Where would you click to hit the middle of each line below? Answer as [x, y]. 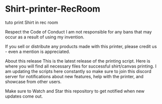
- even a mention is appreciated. [38, 52]
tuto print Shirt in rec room [32, 22]
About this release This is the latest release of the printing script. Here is [78, 61]
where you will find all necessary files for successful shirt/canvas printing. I [81, 66]
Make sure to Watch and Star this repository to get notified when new [75, 91]
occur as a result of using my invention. [45, 37]
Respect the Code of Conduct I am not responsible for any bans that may [79, 32]
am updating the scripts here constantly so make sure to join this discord [78, 71]
